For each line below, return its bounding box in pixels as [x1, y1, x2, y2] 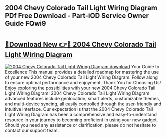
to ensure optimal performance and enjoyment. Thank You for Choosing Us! [5, 80, 161, 85]
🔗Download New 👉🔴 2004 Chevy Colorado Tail [5, 40, 156, 49]
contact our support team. [5, 127, 59, 133]
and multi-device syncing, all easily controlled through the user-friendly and [5, 101, 161, 107]
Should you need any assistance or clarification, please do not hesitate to [5, 122, 156, 128]
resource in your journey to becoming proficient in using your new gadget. [5, 117, 158, 123]
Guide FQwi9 [5, 19, 46, 28]
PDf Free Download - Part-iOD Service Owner [5, 12, 149, 20]
